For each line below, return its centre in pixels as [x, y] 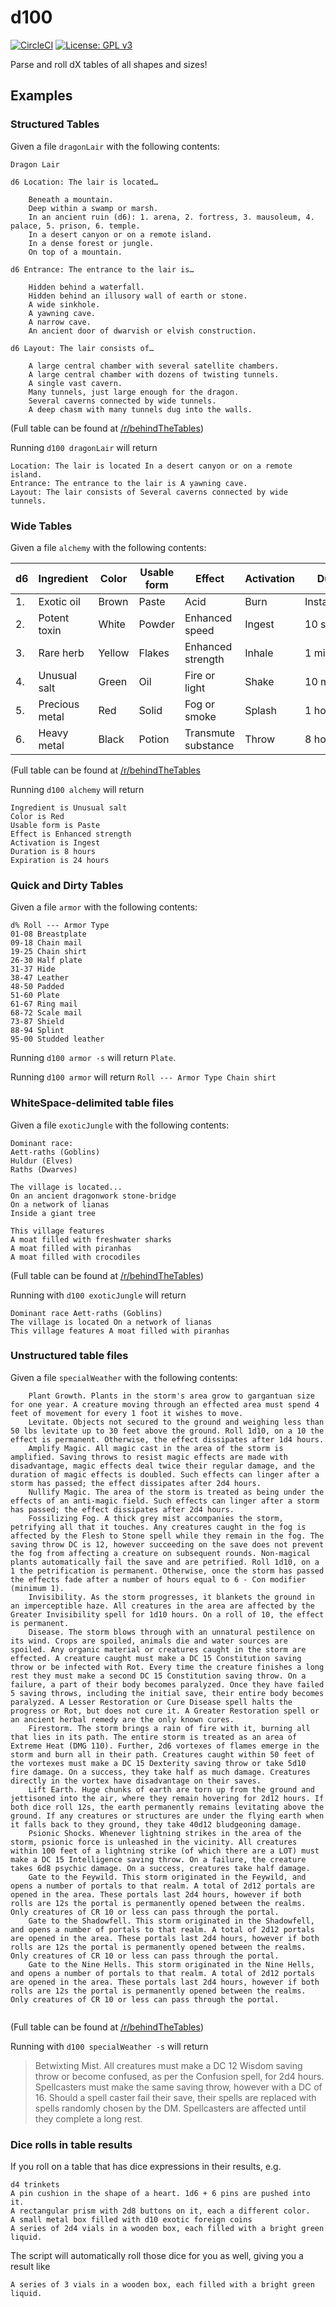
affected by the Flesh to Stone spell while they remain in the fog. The [167, 1536]
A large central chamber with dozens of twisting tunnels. [154, 374]
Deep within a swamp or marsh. [93, 208]
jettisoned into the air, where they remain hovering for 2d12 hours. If [167, 1798]
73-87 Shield [37, 1022]
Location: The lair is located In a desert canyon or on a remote [151, 466]
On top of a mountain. [75, 252]
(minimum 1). [37, 1588]
